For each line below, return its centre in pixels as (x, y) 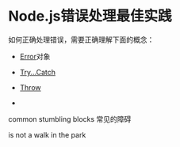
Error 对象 (35, 56)
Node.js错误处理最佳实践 (90, 16)
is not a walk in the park (47, 134)
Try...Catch (38, 72)
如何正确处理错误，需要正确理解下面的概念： (81, 40)
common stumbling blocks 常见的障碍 (70, 119)
